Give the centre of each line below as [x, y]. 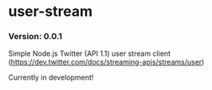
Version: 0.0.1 [35, 37]
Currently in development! [51, 77]
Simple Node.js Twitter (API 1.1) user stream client [90, 53]
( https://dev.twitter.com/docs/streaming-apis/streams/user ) [106, 62]
